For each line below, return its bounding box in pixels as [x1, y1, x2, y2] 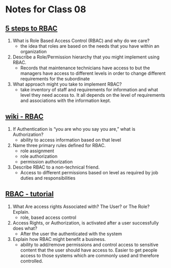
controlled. [20, 258, 43, 264]
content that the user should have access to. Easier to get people [20, 247, 158, 253]
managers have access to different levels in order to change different [20, 70, 166, 76]
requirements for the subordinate [20, 76, 90, 81]
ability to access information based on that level [20, 137, 121, 143]
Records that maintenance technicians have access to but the [20, 65, 150, 71]
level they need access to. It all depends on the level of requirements [20, 92, 165, 98]
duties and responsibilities [20, 175, 76, 181]
